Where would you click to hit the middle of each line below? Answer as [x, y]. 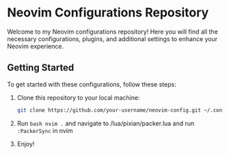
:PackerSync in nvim [45, 130]
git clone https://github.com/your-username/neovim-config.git [109, 110]
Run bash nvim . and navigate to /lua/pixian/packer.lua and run [106, 123]
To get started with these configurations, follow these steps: [92, 84]
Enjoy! [26, 144]
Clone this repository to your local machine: [78, 97]
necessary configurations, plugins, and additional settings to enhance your [112, 38]
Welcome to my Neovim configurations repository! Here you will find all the [113, 32]
